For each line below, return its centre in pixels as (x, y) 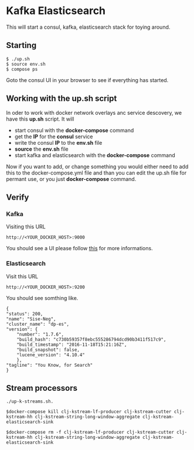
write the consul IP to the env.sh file (58, 142)
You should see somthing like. (42, 298)
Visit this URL (22, 276)
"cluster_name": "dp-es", (38, 324)
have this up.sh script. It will (40, 119)
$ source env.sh (26, 64)
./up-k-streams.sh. (30, 402)
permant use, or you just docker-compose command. (71, 179)
